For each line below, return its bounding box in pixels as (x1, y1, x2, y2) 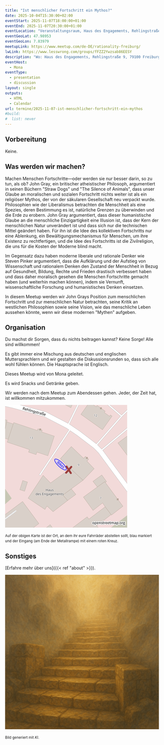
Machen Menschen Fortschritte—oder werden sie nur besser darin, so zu (5, 176, 153, 181)
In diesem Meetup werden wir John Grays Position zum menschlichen (5, 293, 145, 299)
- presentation (9, 75, 41, 80)
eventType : (5, 70, 27, 75)
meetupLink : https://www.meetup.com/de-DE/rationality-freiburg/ (5, 44, 141, 49)
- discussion (9, 80, 36, 85)
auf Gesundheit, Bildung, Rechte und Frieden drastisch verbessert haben (5, 268, 152, 274)
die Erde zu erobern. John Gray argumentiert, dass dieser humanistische (5, 212, 151, 218)
